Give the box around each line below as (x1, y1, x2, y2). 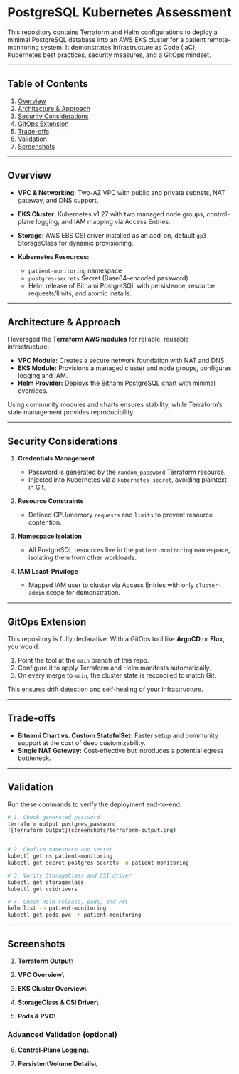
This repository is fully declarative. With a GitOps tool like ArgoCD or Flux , (7, 635, 225, 643)
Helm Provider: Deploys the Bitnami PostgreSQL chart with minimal (17, 379, 216, 388)
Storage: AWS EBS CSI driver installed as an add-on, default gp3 (17, 231, 207, 239)
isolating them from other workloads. (28, 553, 137, 562)
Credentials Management (17, 454, 95, 463)
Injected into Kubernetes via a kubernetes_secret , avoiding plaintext (28, 475, 228, 484)
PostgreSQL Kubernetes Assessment (7, 4, 232, 21)
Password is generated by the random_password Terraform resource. (28, 468, 226, 477)
